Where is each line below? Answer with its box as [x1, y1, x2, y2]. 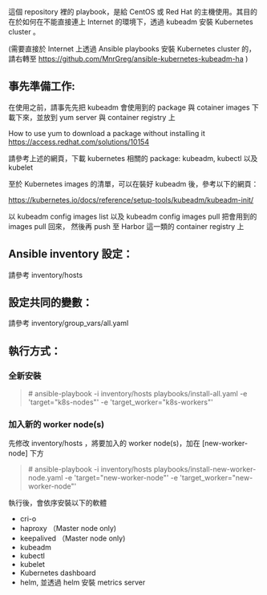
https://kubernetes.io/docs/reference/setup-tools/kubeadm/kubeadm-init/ [8, 195, 254, 204]
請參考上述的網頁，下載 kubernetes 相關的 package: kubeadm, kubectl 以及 [8, 153, 258, 163]
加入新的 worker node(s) [8, 419, 105, 430]
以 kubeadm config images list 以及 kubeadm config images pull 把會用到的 [8, 211, 257, 221]
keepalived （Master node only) [19, 533, 126, 543]
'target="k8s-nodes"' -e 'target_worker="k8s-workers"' [27, 397, 214, 407]
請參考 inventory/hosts [8, 270, 83, 279]
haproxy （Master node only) [19, 524, 117, 533]
